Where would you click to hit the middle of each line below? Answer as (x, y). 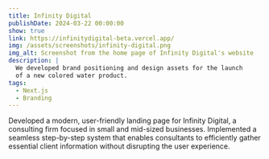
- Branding (34, 98)
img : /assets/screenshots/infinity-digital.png (90, 46)
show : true (27, 31)
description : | (34, 61)
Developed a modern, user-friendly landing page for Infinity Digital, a (122, 120)
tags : (17, 83)
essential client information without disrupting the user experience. (120, 146)
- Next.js (32, 90)
